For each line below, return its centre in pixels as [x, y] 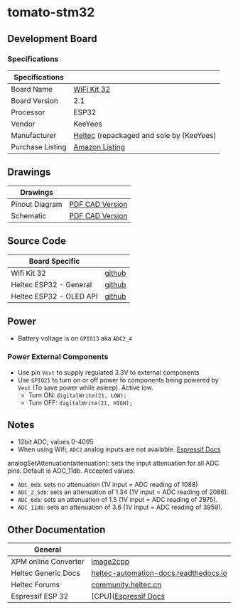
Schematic [29, 215]
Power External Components [58, 357]
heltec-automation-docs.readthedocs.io [159, 573]
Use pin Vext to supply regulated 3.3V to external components [109, 372]
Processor [28, 112]
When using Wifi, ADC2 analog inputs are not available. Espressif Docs [119, 449]
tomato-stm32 [51, 12]
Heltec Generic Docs [45, 573]
